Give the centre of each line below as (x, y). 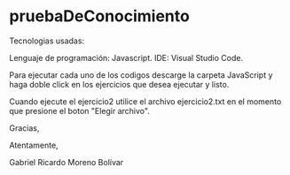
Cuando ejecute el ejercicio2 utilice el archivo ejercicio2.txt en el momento (145, 101)
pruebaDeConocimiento (100, 16)
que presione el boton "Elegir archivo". (80, 110)
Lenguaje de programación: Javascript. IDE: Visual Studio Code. (126, 57)
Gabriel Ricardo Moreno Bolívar (67, 162)
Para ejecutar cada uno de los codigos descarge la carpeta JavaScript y (141, 75)
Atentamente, (34, 145)
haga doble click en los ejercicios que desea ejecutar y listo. (119, 84)
